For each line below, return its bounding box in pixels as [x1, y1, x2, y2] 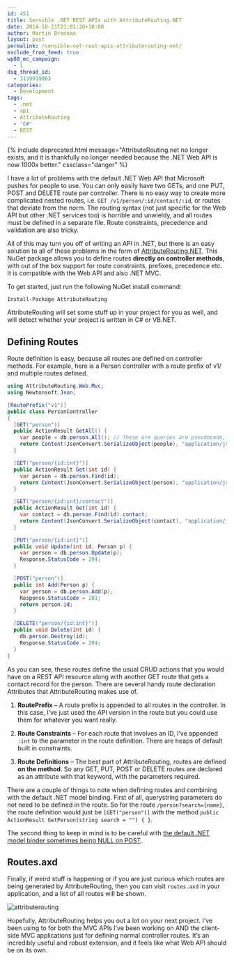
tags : [7, 95, 23, 102]
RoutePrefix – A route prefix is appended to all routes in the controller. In [17, 701, 226, 709]
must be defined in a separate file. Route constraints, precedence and [7, 219, 208, 227]
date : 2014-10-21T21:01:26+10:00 [7, 23, 104, 30]
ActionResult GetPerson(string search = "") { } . [7, 815, 153, 823]
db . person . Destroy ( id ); [19, 633, 89, 640]
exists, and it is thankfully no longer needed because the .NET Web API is [7, 153, 218, 162]
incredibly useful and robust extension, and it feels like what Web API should [7, 938, 227, 947]
